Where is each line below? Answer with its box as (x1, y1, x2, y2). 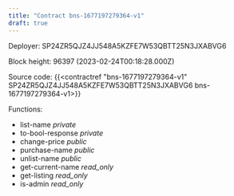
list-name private (19, 120, 77, 129)
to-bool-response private (19, 128, 104, 138)
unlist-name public (19, 153, 82, 163)
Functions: (8, 104, 43, 114)
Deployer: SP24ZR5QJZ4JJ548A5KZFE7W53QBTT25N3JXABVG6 (8, 41, 227, 50)
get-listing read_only (19, 171, 88, 180)
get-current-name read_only (19, 162, 114, 171)
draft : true (8, 19, 48, 27)
